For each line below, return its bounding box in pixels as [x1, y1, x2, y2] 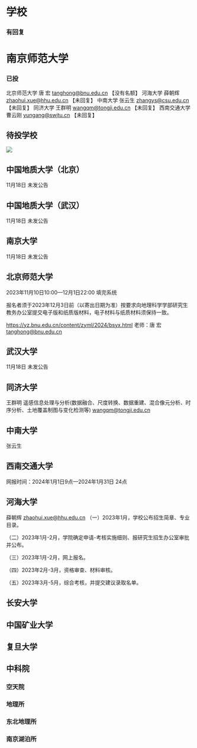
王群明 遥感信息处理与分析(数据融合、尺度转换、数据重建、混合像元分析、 [6, 399, 186, 406]
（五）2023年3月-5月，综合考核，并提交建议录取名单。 [6, 579, 142, 586]
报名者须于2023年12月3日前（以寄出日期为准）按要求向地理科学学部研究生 [6, 301, 188, 308]
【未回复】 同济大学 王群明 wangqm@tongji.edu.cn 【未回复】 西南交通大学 [6, 104, 191, 111]
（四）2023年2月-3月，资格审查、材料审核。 [6, 566, 117, 574]
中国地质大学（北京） [6, 164, 84, 174]
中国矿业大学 [6, 620, 53, 630]
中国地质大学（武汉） [6, 200, 84, 211]
